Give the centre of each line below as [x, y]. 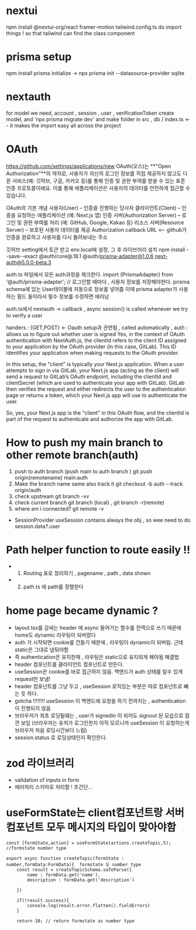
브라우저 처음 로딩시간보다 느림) [51, 730]
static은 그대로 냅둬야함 [42, 649]
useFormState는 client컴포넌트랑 [85, 813]
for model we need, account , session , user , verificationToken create [90, 113]
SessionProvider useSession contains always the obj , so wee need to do [102, 520]
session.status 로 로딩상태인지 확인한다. [61, 737]
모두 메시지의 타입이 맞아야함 [111, 827]
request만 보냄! [32, 679]
